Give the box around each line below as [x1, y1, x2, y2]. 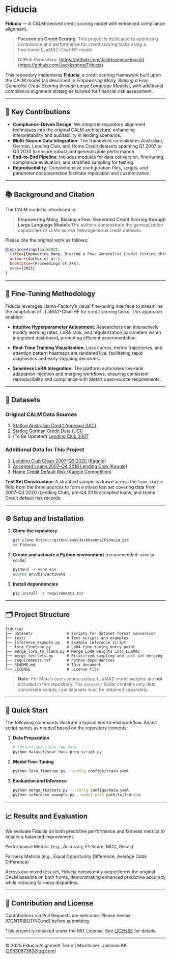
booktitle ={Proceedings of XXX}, [10, 261, 81, 266]
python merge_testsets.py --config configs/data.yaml [12, 788, 129, 793]
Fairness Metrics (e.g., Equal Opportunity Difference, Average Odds [5, 853, 147, 859]
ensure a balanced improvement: [5, 833, 75, 840]
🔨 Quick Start [5, 706, 48, 715]
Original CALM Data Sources [5, 411, 77, 418]
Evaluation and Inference [12, 778, 67, 784]
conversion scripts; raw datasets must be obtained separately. [17, 686, 149, 693]
